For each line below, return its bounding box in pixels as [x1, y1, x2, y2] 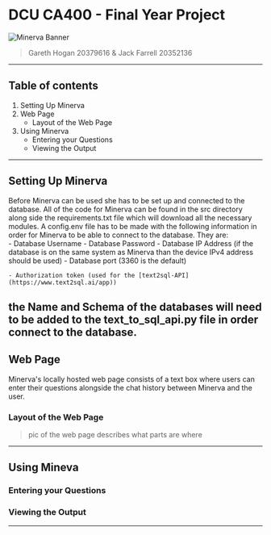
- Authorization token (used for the [8, 271, 135, 279]
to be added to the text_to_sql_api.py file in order [8, 312, 259, 326]
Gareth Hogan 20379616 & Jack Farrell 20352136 [27, 48, 193, 57]
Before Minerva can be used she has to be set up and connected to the [8, 195, 245, 205]
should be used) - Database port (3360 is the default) [8, 256, 187, 265]
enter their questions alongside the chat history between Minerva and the [8, 382, 252, 392]
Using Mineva [8, 461, 79, 474]
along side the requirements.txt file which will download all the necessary [8, 212, 252, 223]
